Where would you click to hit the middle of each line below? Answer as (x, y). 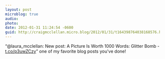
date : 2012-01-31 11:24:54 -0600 (39, 28)
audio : (12, 19)
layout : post (18, 10)
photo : (12, 23)
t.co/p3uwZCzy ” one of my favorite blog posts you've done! (66, 51)
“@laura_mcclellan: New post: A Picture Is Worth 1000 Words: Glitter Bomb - (82, 46)
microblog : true (22, 14)
